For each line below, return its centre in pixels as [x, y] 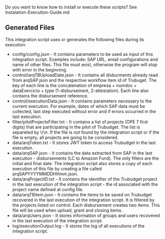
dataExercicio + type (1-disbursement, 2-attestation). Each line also [80, 91]
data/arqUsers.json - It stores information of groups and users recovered [86, 215]
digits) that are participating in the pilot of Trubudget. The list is [76, 127]
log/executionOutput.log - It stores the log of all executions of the [78, 226]
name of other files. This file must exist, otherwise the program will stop [85, 64]
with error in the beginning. [40, 70]
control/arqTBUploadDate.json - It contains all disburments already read [85, 75]
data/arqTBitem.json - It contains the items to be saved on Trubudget [82, 194]
